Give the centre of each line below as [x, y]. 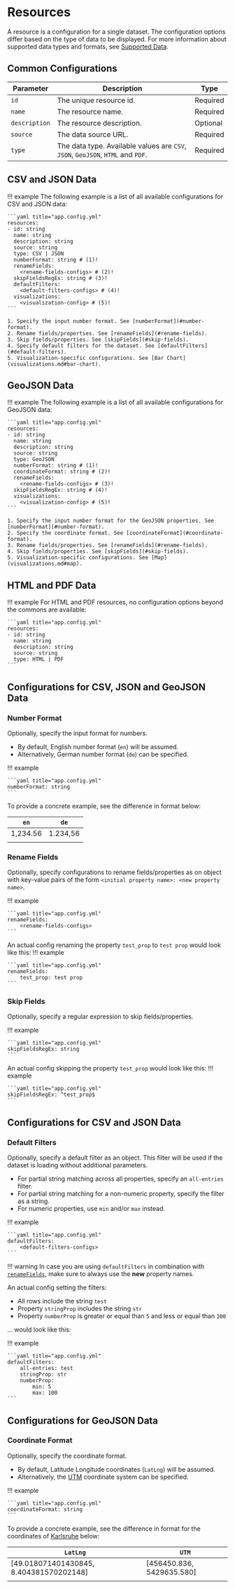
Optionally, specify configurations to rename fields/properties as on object [114, 872]
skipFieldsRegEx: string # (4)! [61, 490]
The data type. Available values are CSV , [122, 146]
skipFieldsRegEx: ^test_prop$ [51, 1095]
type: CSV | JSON [39, 253]
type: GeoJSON [34, 460]
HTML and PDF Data [52, 585]
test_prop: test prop [51, 978]
